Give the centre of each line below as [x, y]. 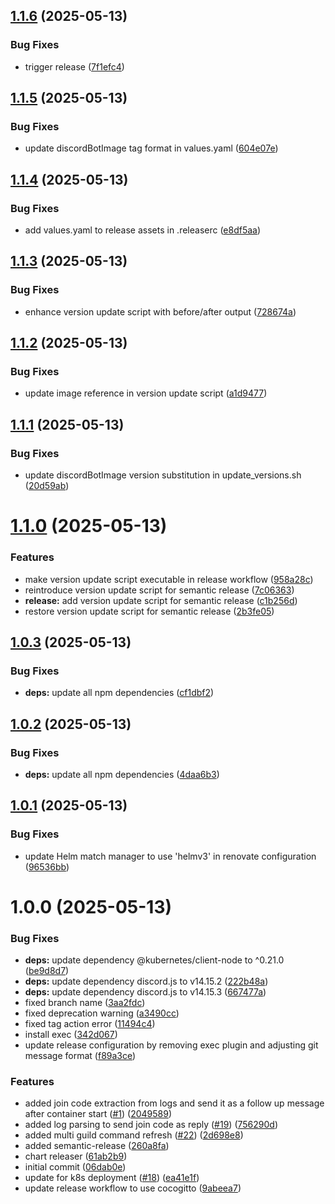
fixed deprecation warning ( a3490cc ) [102, 1013]
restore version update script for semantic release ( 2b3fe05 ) [149, 611]
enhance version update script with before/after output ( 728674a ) [160, 311]
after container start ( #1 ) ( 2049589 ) [98, 1114]
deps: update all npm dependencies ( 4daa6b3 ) [122, 774]
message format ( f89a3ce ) [80, 1056]
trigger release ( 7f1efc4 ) [74, 66]
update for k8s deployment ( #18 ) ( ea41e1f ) [112, 1178]
